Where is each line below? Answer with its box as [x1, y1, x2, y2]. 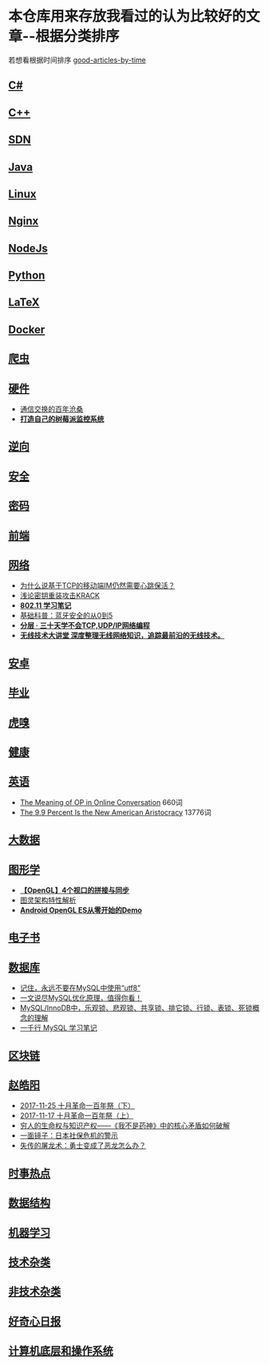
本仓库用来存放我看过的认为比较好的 [8, 7, 247, 26]
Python [8, 269, 45, 282]
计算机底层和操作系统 [8, 1344, 113, 1358]
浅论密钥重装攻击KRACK [19, 591, 101, 601]
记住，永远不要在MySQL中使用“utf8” [19, 983, 141, 993]
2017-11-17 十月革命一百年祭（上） [19, 1111, 134, 1121]
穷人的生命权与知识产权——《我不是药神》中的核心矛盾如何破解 [19, 1121, 230, 1130]
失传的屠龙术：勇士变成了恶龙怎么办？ [19, 1141, 146, 1150]
